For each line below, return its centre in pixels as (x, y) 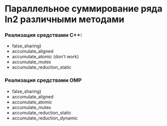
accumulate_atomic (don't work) (45, 57)
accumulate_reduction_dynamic (45, 118)
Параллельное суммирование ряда (83, 9)
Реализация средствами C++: (43, 35)
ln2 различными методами (65, 19)
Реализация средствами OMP (43, 80)
